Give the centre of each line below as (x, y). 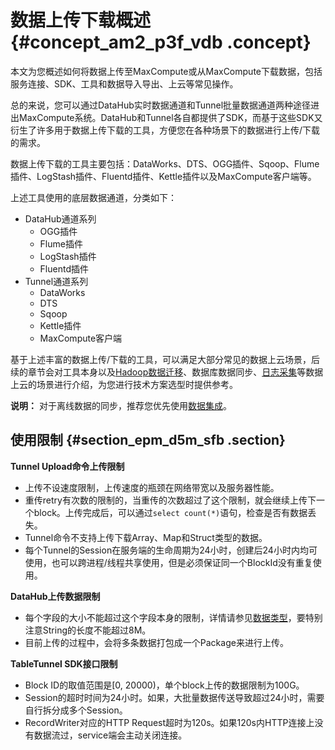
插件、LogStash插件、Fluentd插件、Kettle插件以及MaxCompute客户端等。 (163, 176)
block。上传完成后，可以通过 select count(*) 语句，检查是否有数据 (170, 512)
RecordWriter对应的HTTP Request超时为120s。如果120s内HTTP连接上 (169, 722)
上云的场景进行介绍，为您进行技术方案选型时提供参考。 (124, 384)
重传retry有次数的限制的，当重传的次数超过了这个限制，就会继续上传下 (170, 500)
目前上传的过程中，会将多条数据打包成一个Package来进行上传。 (156, 642)
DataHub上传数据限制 (55, 596)
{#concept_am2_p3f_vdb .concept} (161, 42)
